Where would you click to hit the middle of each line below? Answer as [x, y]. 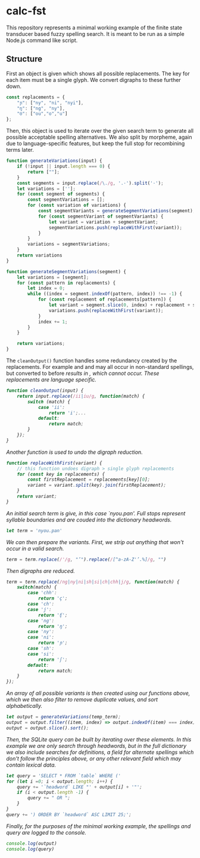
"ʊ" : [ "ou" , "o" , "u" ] [42, 114]
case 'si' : [41, 654]
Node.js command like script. [42, 40]
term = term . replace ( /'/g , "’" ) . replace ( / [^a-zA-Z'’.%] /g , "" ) [86, 559]
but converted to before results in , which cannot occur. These [83, 373]
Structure [24, 59]
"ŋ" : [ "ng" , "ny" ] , [41, 108]
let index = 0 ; [46, 288]
